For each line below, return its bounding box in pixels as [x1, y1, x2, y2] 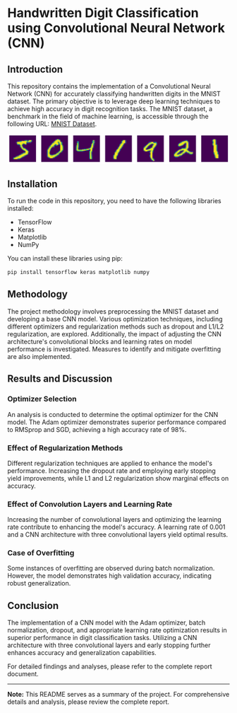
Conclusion [7, 600, 59, 612]
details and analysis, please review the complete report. [7, 697, 170, 706]
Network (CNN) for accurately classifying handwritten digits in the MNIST [7, 90, 221, 98]
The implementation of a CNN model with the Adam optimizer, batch [7, 618, 206, 627]
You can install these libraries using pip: [7, 254, 123, 263]
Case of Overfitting [7, 548, 75, 558]
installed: [7, 204, 34, 213]
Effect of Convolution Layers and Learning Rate [7, 499, 173, 509]
